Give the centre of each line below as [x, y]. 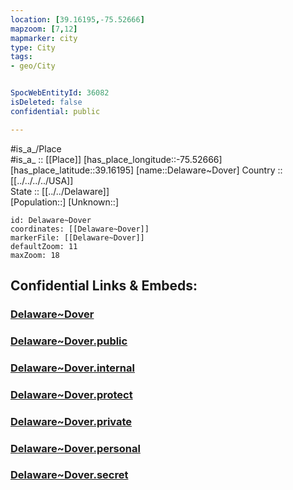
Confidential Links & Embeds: [104, 286]
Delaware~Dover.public [69, 341]
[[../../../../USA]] [42, 180]
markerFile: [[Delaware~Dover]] [77, 237]
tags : [21, 57]
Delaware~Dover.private [71, 421]
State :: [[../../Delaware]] [60, 191]
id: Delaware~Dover [51, 220]
